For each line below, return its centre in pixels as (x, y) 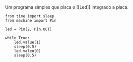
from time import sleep (30, 16)
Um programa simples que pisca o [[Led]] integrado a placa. (67, 7)
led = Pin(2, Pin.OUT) (29, 29)
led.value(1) (28, 42)
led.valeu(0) (28, 51)
